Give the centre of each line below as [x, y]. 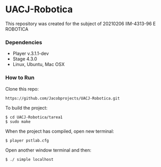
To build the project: [26, 108]
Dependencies [24, 42]
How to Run [20, 78]
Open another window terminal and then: [48, 150]
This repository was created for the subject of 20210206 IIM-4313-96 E [80, 24]
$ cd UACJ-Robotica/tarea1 [34, 117]
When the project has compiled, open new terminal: [60, 131]
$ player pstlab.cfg [27, 141]
